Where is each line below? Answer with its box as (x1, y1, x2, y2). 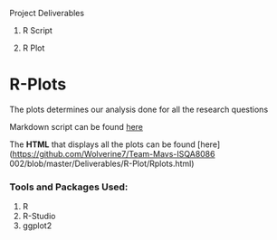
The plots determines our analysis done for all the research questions (9, 104, 269, 115)
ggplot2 (22, 220, 53, 231)
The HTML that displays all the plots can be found (9, 139, 196, 150)
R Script (22, 25, 53, 35)
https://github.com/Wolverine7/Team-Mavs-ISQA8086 (12, 148, 215, 159)
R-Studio (22, 211, 56, 222)
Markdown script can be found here (9, 121, 143, 132)
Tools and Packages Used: (9, 180, 129, 193)
